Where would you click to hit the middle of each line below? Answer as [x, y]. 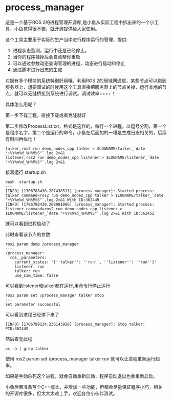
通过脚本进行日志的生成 [37, 69]
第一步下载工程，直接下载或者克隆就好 [46, 115]
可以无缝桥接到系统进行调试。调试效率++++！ [67, 93]
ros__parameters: [28, 257]
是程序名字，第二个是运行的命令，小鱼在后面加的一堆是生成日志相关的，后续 [86, 132]
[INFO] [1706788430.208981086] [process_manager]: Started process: [80, 204]
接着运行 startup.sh [26, 172]
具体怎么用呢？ [21, 104]
